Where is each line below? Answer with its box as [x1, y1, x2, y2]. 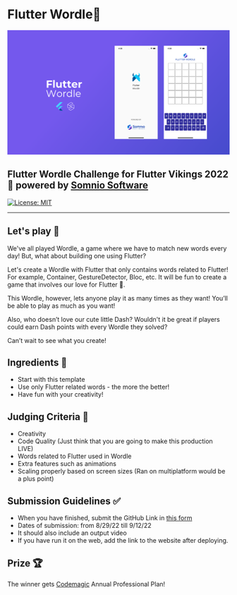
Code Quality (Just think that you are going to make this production [17, 437, 213, 445]
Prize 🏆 [7, 558, 44, 570]
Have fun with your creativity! [17, 390, 104, 399]
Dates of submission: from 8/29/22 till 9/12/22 [17, 522, 152, 530]
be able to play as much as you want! [7, 301, 116, 310]
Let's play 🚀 [7, 225, 60, 237]
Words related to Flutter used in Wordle [17, 452, 132, 461]
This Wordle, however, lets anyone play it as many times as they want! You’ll [7, 294, 228, 302]
